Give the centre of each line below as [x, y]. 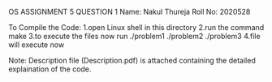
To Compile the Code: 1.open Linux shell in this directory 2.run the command [136, 27]
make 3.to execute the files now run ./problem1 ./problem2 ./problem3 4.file [135, 36]
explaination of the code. [50, 69]
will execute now [37, 45]
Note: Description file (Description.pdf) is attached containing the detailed [132, 60]
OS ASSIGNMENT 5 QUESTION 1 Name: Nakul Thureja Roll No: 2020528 [130, 12]
